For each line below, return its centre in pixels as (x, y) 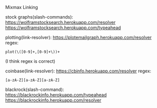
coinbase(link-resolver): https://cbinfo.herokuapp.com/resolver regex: (78, 71)
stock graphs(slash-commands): (39, 17)
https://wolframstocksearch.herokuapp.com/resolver (60, 22)
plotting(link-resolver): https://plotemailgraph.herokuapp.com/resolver (78, 37)
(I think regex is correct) (30, 61)
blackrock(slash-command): (35, 89)
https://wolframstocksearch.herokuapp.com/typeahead (63, 28)
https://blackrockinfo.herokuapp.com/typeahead (56, 95)
